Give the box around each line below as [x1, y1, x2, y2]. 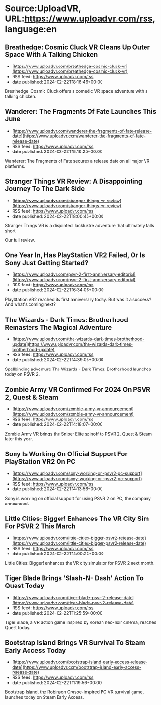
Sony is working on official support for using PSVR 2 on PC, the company [5, 495, 151, 501]
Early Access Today [5, 646, 66, 655]
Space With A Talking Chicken [5, 50, 98, 59]
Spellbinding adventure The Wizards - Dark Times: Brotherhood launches [5, 366, 151, 372]
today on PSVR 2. [5, 371, 40, 377]
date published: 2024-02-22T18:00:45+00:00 [12, 213, 104, 219]
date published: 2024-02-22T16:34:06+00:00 [12, 287, 104, 293]
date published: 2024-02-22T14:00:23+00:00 [12, 551, 104, 556]
